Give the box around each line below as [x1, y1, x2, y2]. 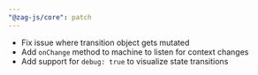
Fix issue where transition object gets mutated [20, 37, 190, 48]
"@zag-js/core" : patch [8, 12, 92, 22]
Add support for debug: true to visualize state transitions [20, 56, 229, 66]
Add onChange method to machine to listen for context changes [20, 46, 249, 57]
